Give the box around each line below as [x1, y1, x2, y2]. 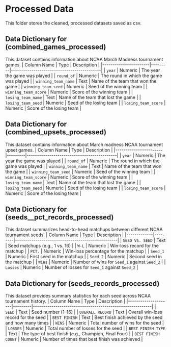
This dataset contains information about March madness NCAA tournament [5, 141, 163, 147]
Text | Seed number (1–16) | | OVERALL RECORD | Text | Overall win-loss [18, 309, 162, 315]
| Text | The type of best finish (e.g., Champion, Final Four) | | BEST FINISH [5, 331, 160, 337]
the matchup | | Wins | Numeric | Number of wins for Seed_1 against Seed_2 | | [5, 259, 166, 265]
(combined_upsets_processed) [5, 128, 107, 137]
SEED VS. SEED [123, 238, 153, 243]
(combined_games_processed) [5, 43, 106, 52]
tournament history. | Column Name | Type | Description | [5, 298, 126, 304]
